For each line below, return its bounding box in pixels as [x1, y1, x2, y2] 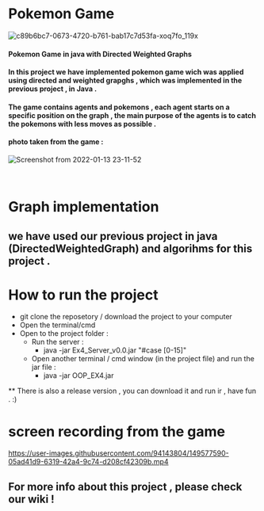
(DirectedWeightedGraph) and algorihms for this [8, 242, 253, 255]
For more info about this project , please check [8, 480, 243, 494]
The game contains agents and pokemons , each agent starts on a [8, 102, 230, 112]
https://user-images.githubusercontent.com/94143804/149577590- [8, 448, 229, 458]
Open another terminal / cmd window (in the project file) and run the [31, 354, 255, 364]
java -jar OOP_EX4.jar [43, 371, 114, 380]
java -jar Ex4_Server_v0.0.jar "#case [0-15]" [43, 345, 187, 355]
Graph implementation [8, 198, 159, 216]
